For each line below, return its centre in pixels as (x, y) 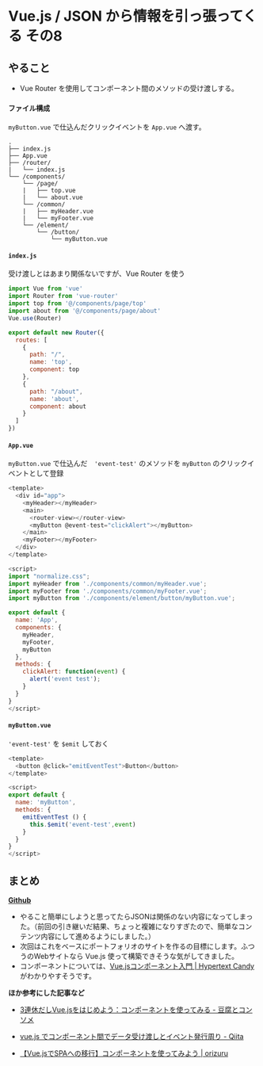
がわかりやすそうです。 (58, 976)
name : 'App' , (37, 620)
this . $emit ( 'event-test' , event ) (82, 824)
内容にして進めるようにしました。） (98, 936)
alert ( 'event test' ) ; (65, 679)
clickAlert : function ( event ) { (74, 672)
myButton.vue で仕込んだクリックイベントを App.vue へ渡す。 (107, 127)
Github (20, 900)
